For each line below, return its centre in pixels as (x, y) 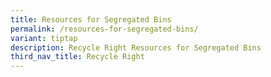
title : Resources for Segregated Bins (91, 19)
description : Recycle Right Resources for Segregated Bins (136, 47)
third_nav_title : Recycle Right (77, 57)
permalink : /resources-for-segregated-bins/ (104, 29)
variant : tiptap (44, 38)
